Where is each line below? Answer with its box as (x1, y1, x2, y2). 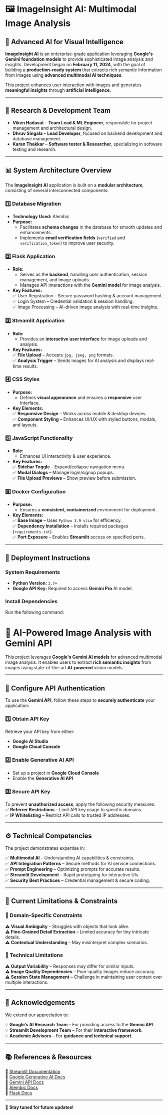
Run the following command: (5, 609, 64, 615)
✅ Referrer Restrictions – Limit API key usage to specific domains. (5, 807, 142, 813)
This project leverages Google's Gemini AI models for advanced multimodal (5, 654, 162, 660)
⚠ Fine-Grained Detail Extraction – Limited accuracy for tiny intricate (5, 928, 149, 935)
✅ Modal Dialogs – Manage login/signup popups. (12, 469, 114, 476)
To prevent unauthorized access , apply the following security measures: (5, 801, 156, 807)
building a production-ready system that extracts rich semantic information (5, 67, 162, 73)
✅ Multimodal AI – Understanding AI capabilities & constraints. (5, 855, 135, 861)
